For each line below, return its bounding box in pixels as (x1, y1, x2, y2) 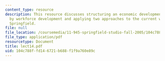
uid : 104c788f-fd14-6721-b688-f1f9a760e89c (5, 48, 96, 53)
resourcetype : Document (5, 39, 54, 44)
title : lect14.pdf (5, 44, 43, 49)
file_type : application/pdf (5, 35, 63, 40)
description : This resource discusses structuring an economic (5, 12, 137, 17)
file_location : (5, 30, 36, 35)
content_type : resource (5, 7, 54, 12)
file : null (5, 26, 27, 30)
